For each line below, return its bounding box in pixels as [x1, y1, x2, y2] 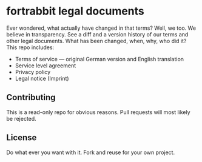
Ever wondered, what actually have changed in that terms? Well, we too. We [6, 24, 196, 32]
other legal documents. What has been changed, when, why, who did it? [6, 37, 187, 44]
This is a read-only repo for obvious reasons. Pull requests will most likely [6, 108, 190, 116]
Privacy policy [15, 68, 51, 75]
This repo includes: [6, 44, 55, 51]
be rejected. [6, 115, 36, 122]
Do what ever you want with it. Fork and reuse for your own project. [6, 149, 175, 156]
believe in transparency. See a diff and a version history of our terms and [6, 30, 189, 38]
